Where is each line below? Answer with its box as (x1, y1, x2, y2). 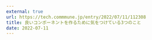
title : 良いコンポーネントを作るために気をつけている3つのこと (6, 19, 141, 25)
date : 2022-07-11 (6, 25, 49, 31)
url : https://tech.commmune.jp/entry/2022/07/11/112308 (6, 14, 146, 20)
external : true (6, 8, 44, 15)
